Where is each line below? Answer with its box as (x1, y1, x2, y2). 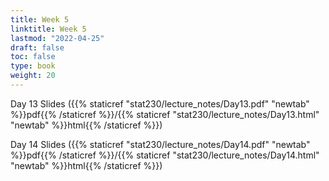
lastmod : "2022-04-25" (10, 33, 105, 43)
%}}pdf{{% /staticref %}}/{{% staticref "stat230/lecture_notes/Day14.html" (10, 149, 320, 161)
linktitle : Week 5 (10, 24, 87, 34)
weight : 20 (10, 71, 56, 81)
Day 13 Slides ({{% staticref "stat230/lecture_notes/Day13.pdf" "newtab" (10, 97, 310, 110)
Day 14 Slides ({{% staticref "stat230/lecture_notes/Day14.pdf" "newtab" (10, 138, 311, 150)
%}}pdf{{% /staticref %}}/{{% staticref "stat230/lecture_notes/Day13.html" (10, 108, 320, 120)
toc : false (10, 52, 56, 62)
